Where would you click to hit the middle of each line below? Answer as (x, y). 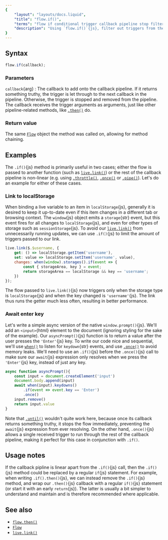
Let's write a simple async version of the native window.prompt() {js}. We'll (81, 325)
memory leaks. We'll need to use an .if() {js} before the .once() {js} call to (82, 351)
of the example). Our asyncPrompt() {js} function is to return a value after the (83, 335)
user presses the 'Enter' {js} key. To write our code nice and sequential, (79, 341)
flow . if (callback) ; (25, 65)
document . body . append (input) (44, 381)
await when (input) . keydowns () (46, 386)
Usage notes (25, 455)
